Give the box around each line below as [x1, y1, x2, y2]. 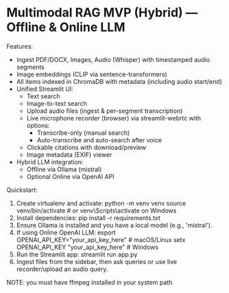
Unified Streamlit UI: [16, 85, 73, 93]
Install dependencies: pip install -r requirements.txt [16, 213, 160, 221]
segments [16, 63, 45, 71]
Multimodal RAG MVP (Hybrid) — [6, 5, 198, 21]
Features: [6, 42, 34, 50]
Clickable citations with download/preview [26, 143, 147, 151]
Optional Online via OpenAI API [26, 172, 114, 180]
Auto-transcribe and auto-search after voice [36, 135, 162, 144]
